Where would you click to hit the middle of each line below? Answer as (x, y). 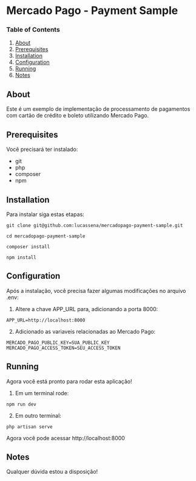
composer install (28, 247)
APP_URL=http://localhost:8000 (46, 320)
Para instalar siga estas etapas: (46, 214)
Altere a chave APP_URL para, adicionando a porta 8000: (86, 309)
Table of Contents (33, 30)
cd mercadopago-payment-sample (46, 236)
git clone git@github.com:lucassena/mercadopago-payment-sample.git (95, 225)
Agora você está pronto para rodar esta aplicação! (69, 381)
